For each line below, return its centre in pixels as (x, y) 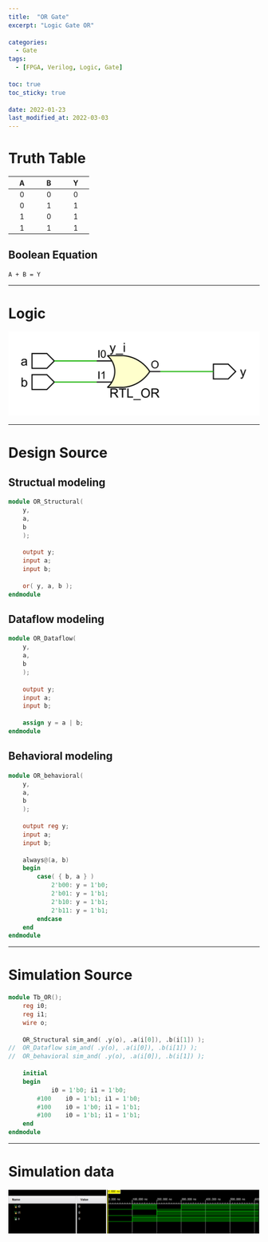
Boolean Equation (53, 255)
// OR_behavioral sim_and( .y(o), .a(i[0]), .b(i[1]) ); (106, 1057)
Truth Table (47, 159)
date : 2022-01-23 (37, 109)
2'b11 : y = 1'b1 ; (80, 911)
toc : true (25, 84)
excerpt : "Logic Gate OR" (51, 25)
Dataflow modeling (57, 619)
